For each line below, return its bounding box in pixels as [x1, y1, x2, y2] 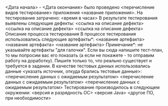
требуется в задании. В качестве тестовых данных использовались [5, 63, 150, 69]
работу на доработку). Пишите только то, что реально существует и [5, 58, 152, 63]
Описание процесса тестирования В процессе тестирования [5, 31, 136, 37]
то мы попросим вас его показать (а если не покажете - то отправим [5, 52, 154, 58]
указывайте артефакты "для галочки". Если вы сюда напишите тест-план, [5, 47, 163, 53]
